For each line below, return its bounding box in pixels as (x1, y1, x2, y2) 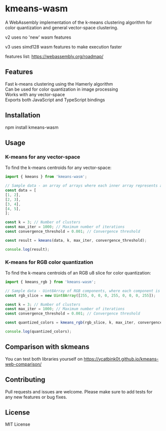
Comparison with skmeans (5, 343, 90, 351)
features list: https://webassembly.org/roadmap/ (5, 53, 104, 59)
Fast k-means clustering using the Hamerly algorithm (5, 81, 113, 87)
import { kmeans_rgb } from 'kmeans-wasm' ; (5, 279, 96, 284)
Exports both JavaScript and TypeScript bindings (5, 97, 105, 103)
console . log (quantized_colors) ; (5, 329, 72, 334)
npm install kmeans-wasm (5, 124, 59, 130)
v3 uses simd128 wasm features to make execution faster (5, 44, 122, 50)
